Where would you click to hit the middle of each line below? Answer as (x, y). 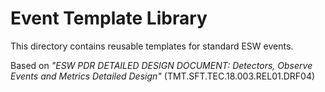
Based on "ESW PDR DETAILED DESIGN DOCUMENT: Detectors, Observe (161, 65)
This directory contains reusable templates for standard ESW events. (152, 46)
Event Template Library (109, 18)
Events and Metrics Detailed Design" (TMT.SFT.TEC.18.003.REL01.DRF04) (163, 76)
